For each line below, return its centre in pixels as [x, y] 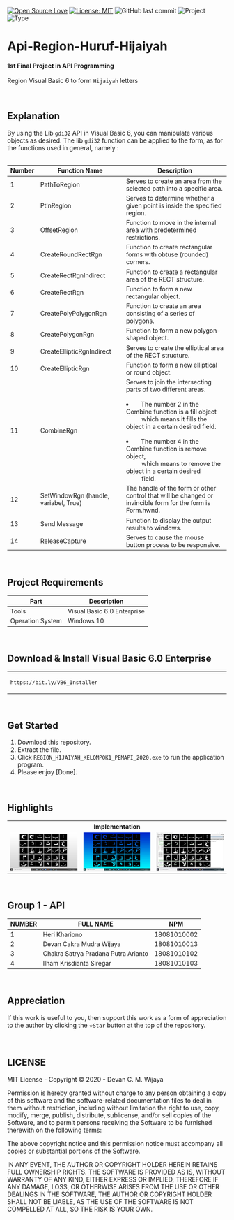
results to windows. [154, 528]
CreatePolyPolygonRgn [73, 313]
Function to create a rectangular [172, 272]
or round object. [149, 372]
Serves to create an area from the [174, 181]
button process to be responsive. [173, 544]
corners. [138, 262]
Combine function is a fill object [171, 412]
